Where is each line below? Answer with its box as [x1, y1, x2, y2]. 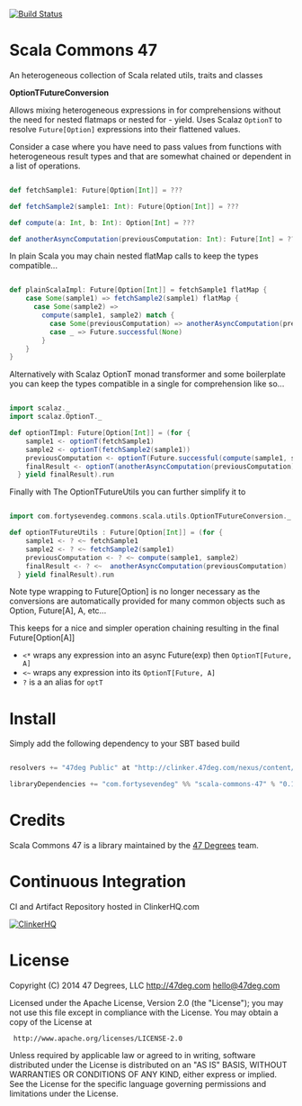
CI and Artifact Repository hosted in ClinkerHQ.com [9, 902, 200, 911]
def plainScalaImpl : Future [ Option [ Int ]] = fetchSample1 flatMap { [9, 286, 268, 295]
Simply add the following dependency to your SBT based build [9, 739, 240, 749]
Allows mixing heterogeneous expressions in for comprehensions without [9, 104, 281, 115]
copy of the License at [9, 1016, 93, 1027]
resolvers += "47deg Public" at [9, 764, 130, 773]
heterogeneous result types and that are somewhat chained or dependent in [9, 150, 292, 161]
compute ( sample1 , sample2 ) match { [41, 311, 175, 320]
